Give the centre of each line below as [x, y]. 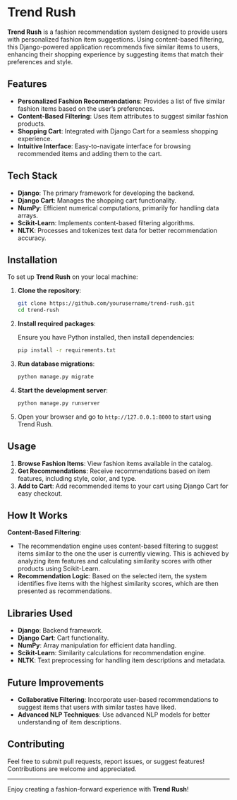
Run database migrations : [56, 364]
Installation [32, 259]
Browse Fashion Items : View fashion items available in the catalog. [115, 463]
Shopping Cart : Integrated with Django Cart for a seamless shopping [118, 131]
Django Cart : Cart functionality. [63, 638]
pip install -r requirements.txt [67, 350]
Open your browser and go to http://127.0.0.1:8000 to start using [114, 417]
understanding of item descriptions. [69, 722]
